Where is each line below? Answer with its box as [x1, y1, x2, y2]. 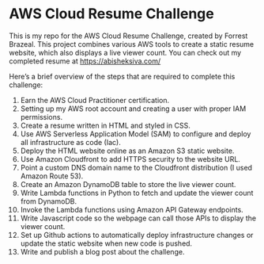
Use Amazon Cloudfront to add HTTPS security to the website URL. [20, 154, 240, 163]
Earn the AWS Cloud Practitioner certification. [20, 95, 170, 105]
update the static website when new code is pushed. [20, 239, 193, 248]
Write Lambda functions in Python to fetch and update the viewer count [20, 188, 254, 197]
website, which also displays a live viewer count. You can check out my [9, 48, 242, 57]
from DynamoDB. [20, 196, 77, 206]
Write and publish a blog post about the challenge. [20, 247, 185, 256]
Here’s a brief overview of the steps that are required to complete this [9, 71, 236, 81]
